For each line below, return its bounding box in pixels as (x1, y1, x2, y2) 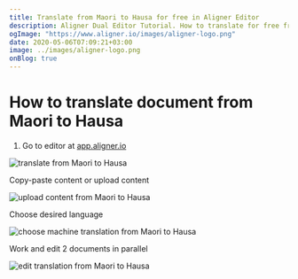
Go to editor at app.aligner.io (21, 140, 127, 151)
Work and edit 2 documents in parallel (9, 243, 148, 253)
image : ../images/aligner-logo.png (9, 46, 141, 55)
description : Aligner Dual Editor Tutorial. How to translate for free (9, 21, 279, 30)
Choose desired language (9, 209, 104, 220)
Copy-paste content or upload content (9, 174, 150, 185)
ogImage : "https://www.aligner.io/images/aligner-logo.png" (9, 29, 237, 38)
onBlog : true (9, 54, 58, 63)
